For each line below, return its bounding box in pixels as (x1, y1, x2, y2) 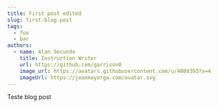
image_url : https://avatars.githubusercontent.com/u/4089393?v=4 (19, 67, 212, 74)
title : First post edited (7, 10, 81, 17)
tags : (7, 23, 23, 30)
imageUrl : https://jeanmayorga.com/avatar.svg (19, 74, 156, 81)
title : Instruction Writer (19, 55, 97, 62)
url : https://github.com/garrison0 (19, 61, 122, 68)
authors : (7, 42, 32, 49)
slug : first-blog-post (7, 17, 72, 23)
